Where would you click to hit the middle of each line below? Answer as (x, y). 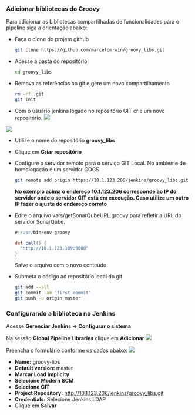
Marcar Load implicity (42, 374)
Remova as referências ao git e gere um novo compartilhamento (92, 84)
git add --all (32, 287)
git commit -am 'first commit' (53, 293)
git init (25, 99)
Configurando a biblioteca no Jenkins (61, 313)
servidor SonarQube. (40, 221)
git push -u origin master (48, 298)
